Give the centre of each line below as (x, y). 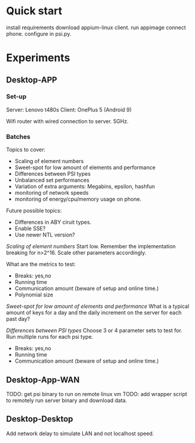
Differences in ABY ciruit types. (53, 222)
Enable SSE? (30, 229)
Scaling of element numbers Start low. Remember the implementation (91, 247)
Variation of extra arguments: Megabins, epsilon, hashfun (85, 186)
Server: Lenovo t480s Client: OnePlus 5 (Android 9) (69, 110)
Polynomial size (34, 295)
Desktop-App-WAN (43, 380)
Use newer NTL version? (45, 235)
